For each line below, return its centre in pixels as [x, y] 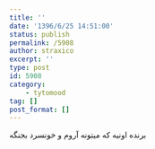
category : [28, 84]
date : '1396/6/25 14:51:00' [62, 26]
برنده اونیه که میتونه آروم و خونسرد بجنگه [78, 135]
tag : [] [24, 101]
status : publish [39, 34]
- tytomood [46, 92]
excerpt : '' [31, 59]
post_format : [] [39, 110]
